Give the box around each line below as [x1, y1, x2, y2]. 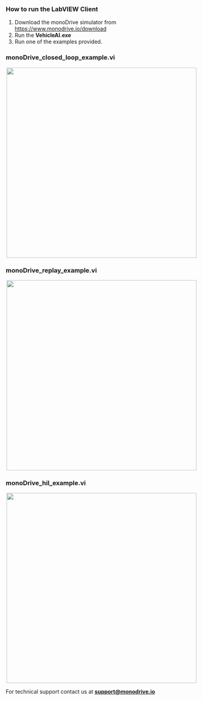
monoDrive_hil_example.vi [5, 478, 86, 487]
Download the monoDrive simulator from [14, 19, 117, 26]
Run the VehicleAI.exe [14, 32, 71, 39]
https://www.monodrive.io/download [14, 25, 107, 32]
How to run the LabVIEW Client [5, 5, 98, 13]
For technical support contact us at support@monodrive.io [5, 688, 156, 696]
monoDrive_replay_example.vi [5, 266, 97, 274]
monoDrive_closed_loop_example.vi [5, 54, 115, 62]
